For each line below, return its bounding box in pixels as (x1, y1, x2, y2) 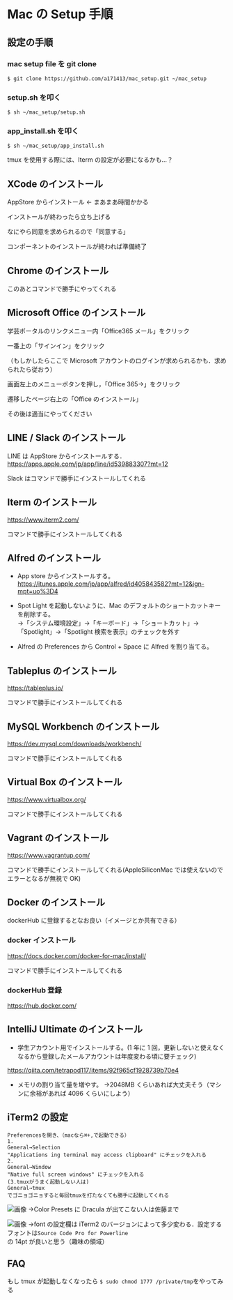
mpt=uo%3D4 (17, 587, 58, 596)
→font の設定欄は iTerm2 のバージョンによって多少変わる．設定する (27, 1220, 223, 1228)
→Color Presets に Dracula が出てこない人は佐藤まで (27, 1204, 179, 1214)
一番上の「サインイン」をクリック (7, 341, 105, 349)
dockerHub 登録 (7, 985, 63, 995)
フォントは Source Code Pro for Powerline (7, 1228, 129, 1237)
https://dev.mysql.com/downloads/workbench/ (7, 739, 142, 748)
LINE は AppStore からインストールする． (7, 451, 126, 460)
